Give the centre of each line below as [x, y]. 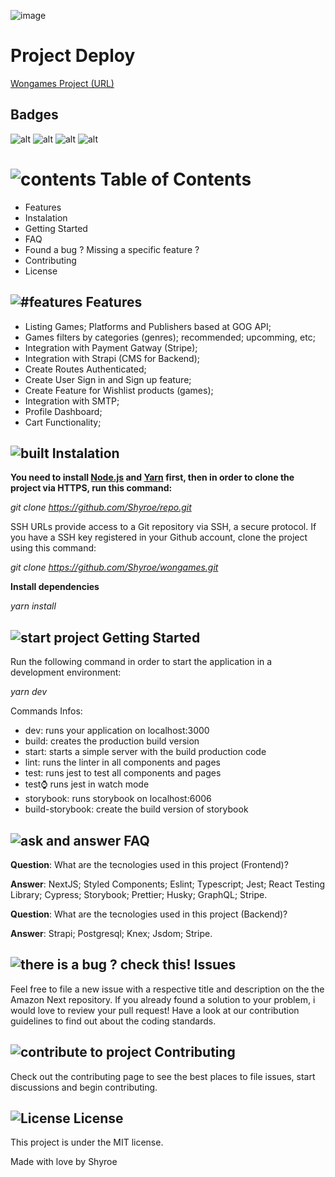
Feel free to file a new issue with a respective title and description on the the [167, 989]
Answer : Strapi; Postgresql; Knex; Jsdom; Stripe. [111, 933]
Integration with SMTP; [72, 401]
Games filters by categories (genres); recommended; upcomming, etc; [170, 337]
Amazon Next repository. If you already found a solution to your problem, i [163, 999]
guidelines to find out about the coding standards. [113, 1021]
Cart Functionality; [63, 422]
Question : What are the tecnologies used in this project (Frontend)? [149, 864]
